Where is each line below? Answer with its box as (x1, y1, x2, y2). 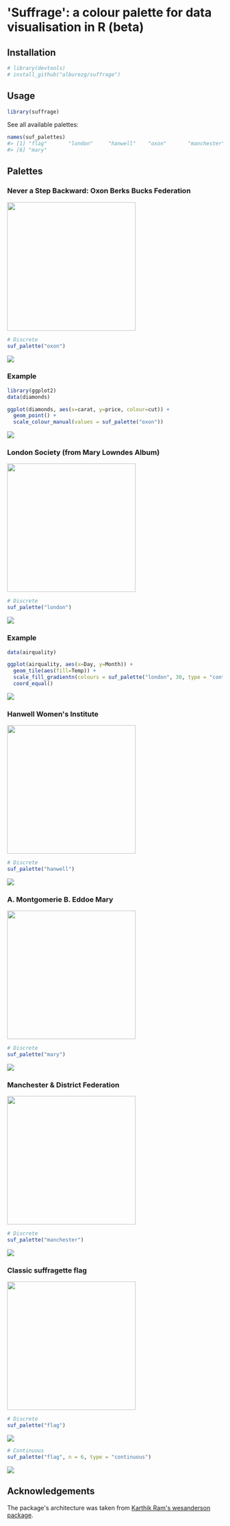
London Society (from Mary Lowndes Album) (7, 447, 160, 457)
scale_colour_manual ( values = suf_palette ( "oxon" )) (13, 419, 164, 426)
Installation (7, 47, 56, 58)
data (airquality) (7, 649, 57, 656)
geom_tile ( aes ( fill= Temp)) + (13, 667, 97, 674)
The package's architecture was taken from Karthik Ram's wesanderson (7, 1503, 211, 1512)
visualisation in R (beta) (7, 19, 144, 35)
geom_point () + (13, 413, 57, 419)
